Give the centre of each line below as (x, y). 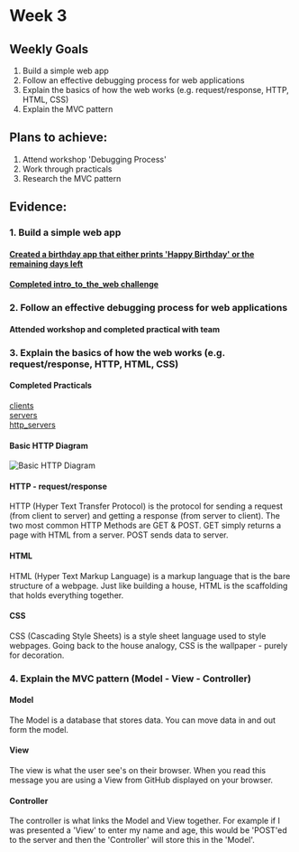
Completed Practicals (51, 386)
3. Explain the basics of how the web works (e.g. (117, 352)
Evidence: (38, 207)
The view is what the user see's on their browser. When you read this (138, 771)
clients (22, 405)
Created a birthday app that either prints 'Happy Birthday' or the (132, 254)
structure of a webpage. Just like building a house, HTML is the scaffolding (149, 585)
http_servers (32, 425)
